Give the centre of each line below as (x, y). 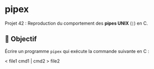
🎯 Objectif (21, 39)
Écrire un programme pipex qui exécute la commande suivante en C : (77, 51)
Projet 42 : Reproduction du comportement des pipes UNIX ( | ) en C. (76, 23)
